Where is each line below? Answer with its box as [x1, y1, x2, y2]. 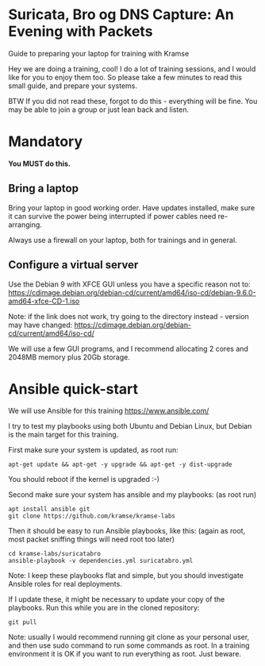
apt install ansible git [8, 506, 90, 514]
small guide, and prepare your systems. [8, 81, 137, 90]
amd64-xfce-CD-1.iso [8, 296, 80, 306]
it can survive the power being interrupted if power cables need [8, 211, 217, 221]
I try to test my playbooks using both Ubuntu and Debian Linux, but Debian [8, 422, 252, 431]
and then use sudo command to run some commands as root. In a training [8, 641, 250, 650]
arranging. [8, 220, 42, 229]
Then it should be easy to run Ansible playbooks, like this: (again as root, [8, 526, 246, 536]
